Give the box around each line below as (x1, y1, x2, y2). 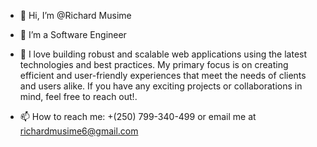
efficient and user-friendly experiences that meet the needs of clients (19, 70, 307, 81)
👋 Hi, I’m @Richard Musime (19, 10, 132, 21)
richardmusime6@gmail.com (19, 125, 139, 137)
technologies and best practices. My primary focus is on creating (19, 59, 289, 70)
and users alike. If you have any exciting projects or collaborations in (19, 80, 303, 92)
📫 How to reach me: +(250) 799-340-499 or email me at (19, 111, 257, 122)
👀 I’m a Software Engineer (19, 29, 127, 40)
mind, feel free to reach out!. (19, 91, 138, 102)
